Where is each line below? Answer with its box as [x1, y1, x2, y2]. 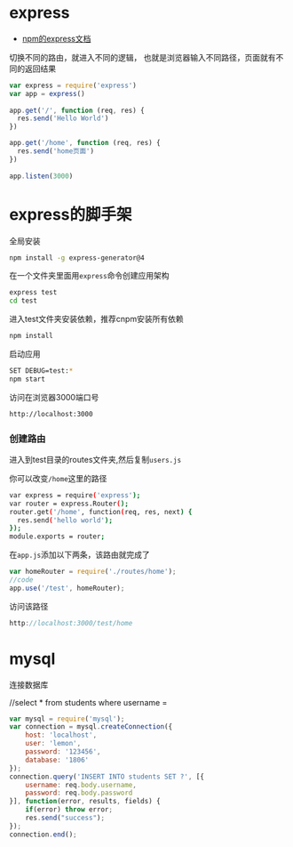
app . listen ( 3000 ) [9, 172, 74, 181]
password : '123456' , [25, 747, 101, 756]
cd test [9, 296, 38, 305]
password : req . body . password [25, 788, 133, 798]
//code [9, 576, 34, 585]
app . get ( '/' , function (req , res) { [9, 106, 145, 115]
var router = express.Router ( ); [9, 499, 129, 508]
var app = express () [9, 89, 86, 98]
